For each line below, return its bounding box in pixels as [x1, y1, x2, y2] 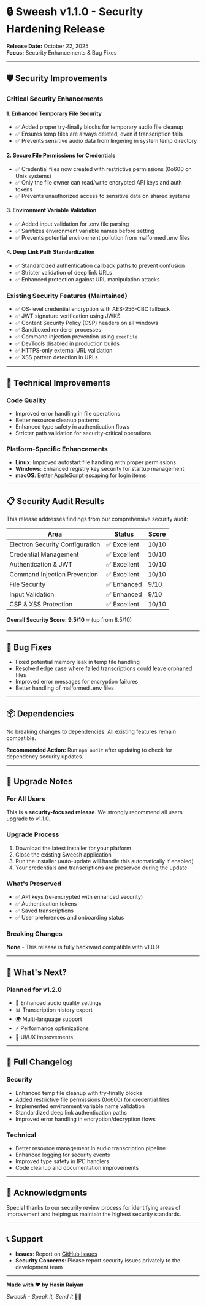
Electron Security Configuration [9, 540, 101, 549]
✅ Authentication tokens [15, 900, 77, 907]
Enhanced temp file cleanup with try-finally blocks [15, 1089, 142, 1096]
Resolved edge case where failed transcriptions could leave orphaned [15, 665, 193, 672]
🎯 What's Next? [6, 967, 67, 977]
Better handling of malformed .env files [15, 684, 115, 692]
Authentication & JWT [9, 560, 72, 569]
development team [15, 1263, 63, 1270]
